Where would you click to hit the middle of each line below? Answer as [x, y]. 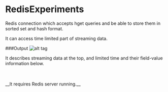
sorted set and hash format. [34, 28]
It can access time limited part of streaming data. [56, 38]
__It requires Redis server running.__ [43, 84]
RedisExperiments [45, 9]
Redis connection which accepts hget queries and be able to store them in [83, 23]
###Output [17, 48]
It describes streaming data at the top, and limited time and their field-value [84, 58]
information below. [25, 63]
